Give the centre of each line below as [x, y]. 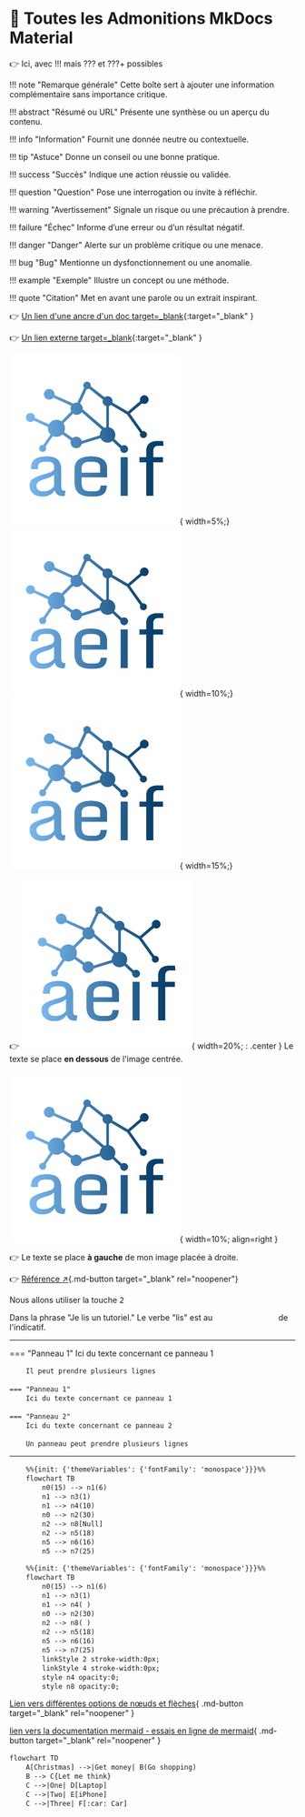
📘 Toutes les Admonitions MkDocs [141, 19]
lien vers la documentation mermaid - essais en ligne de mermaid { [133, 1731]
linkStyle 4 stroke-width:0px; [101, 1668]
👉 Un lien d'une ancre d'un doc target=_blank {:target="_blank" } [132, 316]
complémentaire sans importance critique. [89, 94]
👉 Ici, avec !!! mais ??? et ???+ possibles [86, 64]
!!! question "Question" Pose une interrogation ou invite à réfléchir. [133, 192]
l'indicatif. [28, 1327]
